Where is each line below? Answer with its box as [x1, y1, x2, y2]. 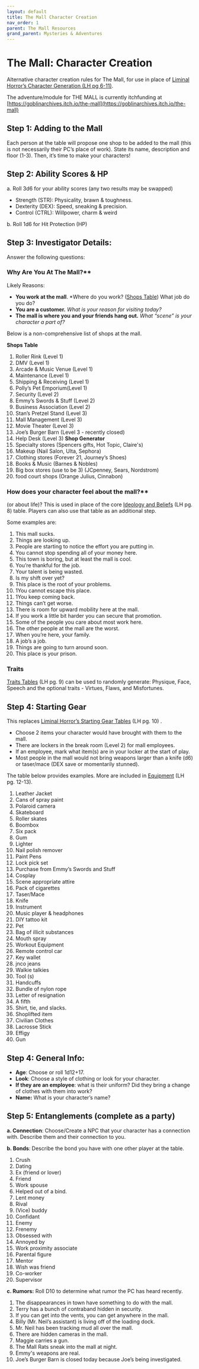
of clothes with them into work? [15, 1088, 92, 1095]
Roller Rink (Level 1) [15, 352, 64, 360]
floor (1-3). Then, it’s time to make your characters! [7, 152, 131, 159]
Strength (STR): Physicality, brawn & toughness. [15, 196, 133, 204]
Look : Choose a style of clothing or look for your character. [15, 1075, 161, 1082]
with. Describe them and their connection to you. [7, 1133, 126, 1140]
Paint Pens [15, 853, 42, 860]
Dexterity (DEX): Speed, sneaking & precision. [15, 202, 128, 209]
